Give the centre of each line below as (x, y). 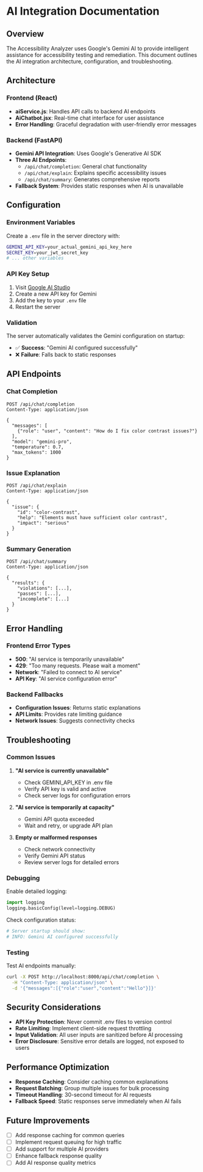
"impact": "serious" (43, 523)
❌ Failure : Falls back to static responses (66, 354)
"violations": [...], (45, 588)
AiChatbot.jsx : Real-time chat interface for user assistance (90, 118)
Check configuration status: (41, 920)
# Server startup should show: (46, 931)
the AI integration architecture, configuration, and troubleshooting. (90, 61)
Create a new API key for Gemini (56, 294)
